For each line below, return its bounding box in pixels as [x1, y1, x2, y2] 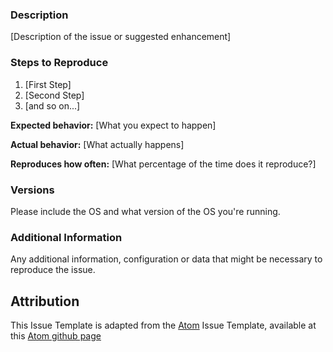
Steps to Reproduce [10, 56, 109, 70]
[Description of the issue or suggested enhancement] [10, 31, 232, 43]
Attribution [10, 293, 80, 310]
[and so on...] [24, 99, 81, 112]
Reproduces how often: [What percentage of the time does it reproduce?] [10, 158, 317, 170]
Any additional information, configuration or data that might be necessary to [10, 253, 323, 265]
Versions [10, 183, 55, 197]
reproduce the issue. [10, 264, 96, 276]
